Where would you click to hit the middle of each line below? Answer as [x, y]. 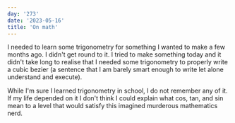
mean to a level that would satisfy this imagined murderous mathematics [113, 106]
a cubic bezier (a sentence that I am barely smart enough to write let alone [115, 70]
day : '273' [23, 14]
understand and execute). [45, 77]
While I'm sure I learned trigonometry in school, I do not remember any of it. [117, 91]
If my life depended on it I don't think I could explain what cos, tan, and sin [115, 98]
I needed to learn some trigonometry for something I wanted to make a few [116, 47]
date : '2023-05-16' [36, 20]
